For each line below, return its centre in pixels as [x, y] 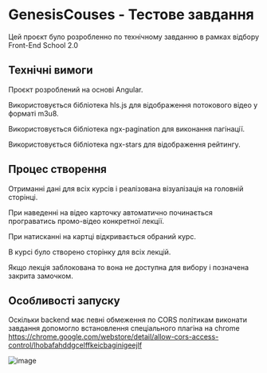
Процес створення [58, 169]
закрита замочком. [41, 276]
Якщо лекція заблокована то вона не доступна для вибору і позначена [129, 267]
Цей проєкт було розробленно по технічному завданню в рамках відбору [134, 37]
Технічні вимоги [51, 71]
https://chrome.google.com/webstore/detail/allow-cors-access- [114, 337]
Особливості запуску [65, 300]
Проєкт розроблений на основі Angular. [76, 89]
